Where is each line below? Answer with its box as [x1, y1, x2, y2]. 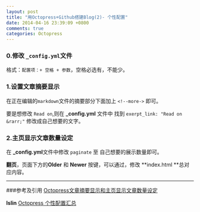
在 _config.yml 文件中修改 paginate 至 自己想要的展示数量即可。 [6, 148, 162, 155]
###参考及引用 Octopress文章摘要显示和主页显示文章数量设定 [6, 187, 158, 194]
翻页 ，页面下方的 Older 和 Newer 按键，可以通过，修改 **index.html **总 [6, 161, 185, 169]
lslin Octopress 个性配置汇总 [6, 199, 76, 207]
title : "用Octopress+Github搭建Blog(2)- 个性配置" [6, 14, 128, 20]
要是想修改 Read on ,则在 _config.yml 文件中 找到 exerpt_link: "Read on [6, 110, 183, 117]
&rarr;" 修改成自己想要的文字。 [6, 117, 85, 124]
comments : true [6, 25, 44, 32]
